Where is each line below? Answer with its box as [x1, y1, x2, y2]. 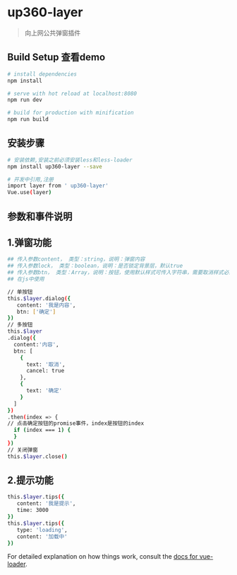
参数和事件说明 [7, 210, 73, 222]
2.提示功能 [7, 474, 54, 486]
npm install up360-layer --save [7, 163, 102, 170]
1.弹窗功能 [7, 237, 52, 249]
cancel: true [25, 368, 65, 375]
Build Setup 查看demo [7, 51, 106, 64]
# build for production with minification [7, 109, 134, 117]
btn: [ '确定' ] [16, 308, 56, 315]
